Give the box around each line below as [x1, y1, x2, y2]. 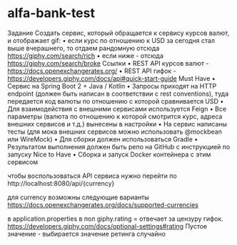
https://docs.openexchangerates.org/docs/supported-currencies [7, 200, 198, 209]
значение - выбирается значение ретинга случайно [7, 229, 166, 238]
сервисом [7, 157, 39, 166]
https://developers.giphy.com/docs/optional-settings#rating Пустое [7, 221, 208, 230]
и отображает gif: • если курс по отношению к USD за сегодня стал [7, 36, 216, 44]
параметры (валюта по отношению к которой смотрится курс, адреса [7, 112, 223, 121]
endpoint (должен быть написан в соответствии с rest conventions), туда [7, 89, 229, 98]
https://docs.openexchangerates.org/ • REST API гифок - [7, 66, 176, 75]
